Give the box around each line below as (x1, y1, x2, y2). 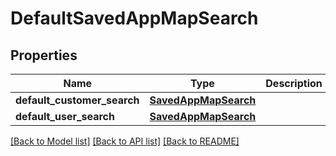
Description (265, 77, 323, 90)
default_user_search (15, 110, 115, 123)
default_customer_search (15, 93, 140, 107)
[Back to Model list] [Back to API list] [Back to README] (10, 135, 240, 147)
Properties (10, 47, 78, 64)
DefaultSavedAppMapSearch (10, 7, 259, 30)
